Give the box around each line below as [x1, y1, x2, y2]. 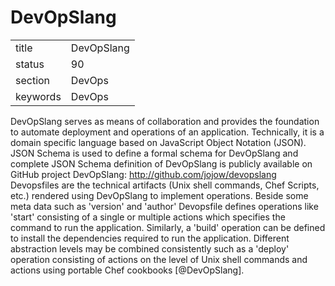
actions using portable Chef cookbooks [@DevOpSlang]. [10, 264, 245, 276]
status [15, 57, 45, 71]
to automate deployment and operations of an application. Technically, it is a [10, 126, 325, 138]
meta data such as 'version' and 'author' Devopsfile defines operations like [10, 200, 319, 212]
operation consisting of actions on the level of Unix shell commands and [10, 253, 308, 265]
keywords [15, 89, 62, 103]
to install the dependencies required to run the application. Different [10, 232, 290, 244]
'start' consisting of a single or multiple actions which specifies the [10, 211, 286, 223]
